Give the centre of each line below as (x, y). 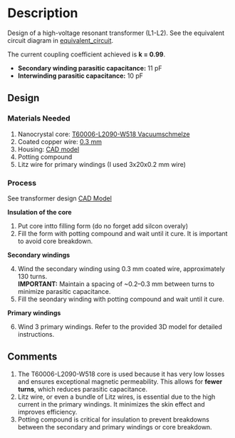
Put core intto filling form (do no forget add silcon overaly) (103, 225)
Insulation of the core (40, 212)
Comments (32, 357)
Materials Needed (39, 118)
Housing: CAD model (48, 149)
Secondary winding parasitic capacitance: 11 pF (90, 68)
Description (43, 13)
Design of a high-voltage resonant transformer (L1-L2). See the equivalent (116, 33)
